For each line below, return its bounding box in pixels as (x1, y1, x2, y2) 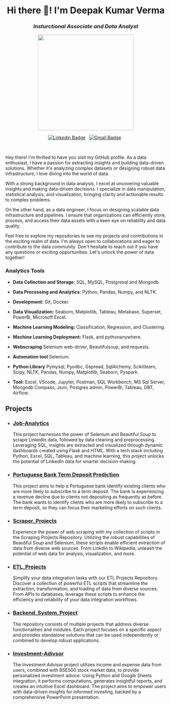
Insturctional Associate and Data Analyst (33, 23, 139, 30)
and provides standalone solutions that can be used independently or (12, 631, 159, 638)
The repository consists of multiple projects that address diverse (12, 621, 149, 627)
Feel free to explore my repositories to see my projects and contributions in (5, 233, 163, 239)
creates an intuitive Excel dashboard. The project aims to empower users (12, 683, 166, 689)
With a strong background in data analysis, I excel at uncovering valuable (5, 181, 159, 187)
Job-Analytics (12, 420, 50, 427)
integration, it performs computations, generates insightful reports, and (12, 677, 162, 684)
